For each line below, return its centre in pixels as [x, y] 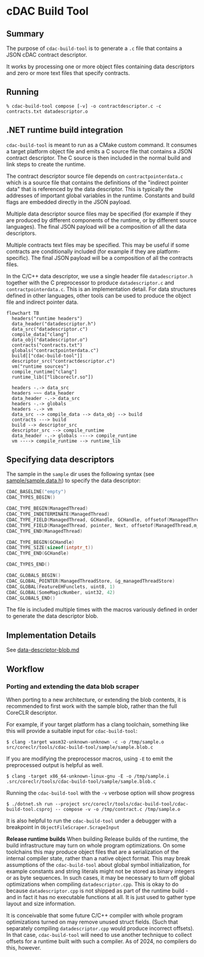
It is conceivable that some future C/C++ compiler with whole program [95, 915]
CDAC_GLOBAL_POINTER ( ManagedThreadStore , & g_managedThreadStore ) [90, 581]
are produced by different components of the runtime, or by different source [102, 220]
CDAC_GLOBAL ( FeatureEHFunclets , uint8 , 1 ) [61, 587]
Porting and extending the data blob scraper [73, 686]
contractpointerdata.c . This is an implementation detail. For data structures [101, 289]
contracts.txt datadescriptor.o [47, 111]
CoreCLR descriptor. [32, 712]
